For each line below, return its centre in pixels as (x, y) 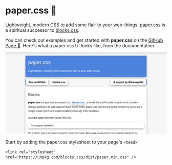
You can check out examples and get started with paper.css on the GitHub (84, 40)
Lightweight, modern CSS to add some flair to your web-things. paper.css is (85, 25)
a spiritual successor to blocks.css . (42, 30)
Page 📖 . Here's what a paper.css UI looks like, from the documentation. (80, 45)
